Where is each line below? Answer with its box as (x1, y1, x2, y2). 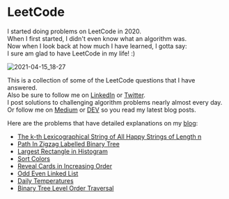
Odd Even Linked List (17, 169, 79, 178)
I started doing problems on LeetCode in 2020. (7, 27, 141, 35)
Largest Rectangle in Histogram (17, 147, 108, 155)
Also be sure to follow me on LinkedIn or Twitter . (7, 91, 146, 99)
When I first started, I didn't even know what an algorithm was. (7, 34, 187, 42)
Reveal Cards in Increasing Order (17, 162, 113, 170)
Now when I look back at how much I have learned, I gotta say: (7, 42, 187, 50)
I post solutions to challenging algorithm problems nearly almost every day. (7, 98, 223, 106)
